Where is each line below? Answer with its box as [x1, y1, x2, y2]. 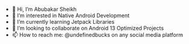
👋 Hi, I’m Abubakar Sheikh [11, 6, 77, 12]
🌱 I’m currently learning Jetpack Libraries [11, 18, 115, 25]
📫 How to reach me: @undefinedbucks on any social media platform [11, 32, 184, 38]
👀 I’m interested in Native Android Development [11, 12, 130, 19]
